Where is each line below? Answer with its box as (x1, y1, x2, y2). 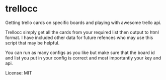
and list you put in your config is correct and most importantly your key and (5, 54, 161, 60)
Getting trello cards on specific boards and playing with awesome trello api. (5, 19, 162, 25)
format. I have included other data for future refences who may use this (5, 34, 153, 40)
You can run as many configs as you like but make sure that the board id (5, 49, 155, 55)
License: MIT (5, 69, 32, 75)
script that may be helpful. (5, 39, 60, 45)
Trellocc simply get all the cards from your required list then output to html (5, 29, 159, 35)
